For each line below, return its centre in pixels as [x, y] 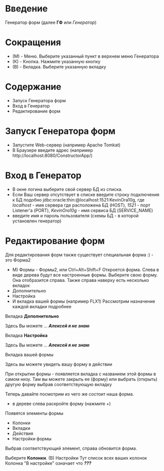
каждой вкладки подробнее [42, 306]
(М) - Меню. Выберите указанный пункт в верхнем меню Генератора [85, 56]
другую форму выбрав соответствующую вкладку [59, 384]
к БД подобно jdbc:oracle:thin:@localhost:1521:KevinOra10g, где [78, 200]
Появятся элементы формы [34, 413]
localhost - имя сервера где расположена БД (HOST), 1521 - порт [81, 205]
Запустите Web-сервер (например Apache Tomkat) [66, 145]
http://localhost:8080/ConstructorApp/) [52, 155]
